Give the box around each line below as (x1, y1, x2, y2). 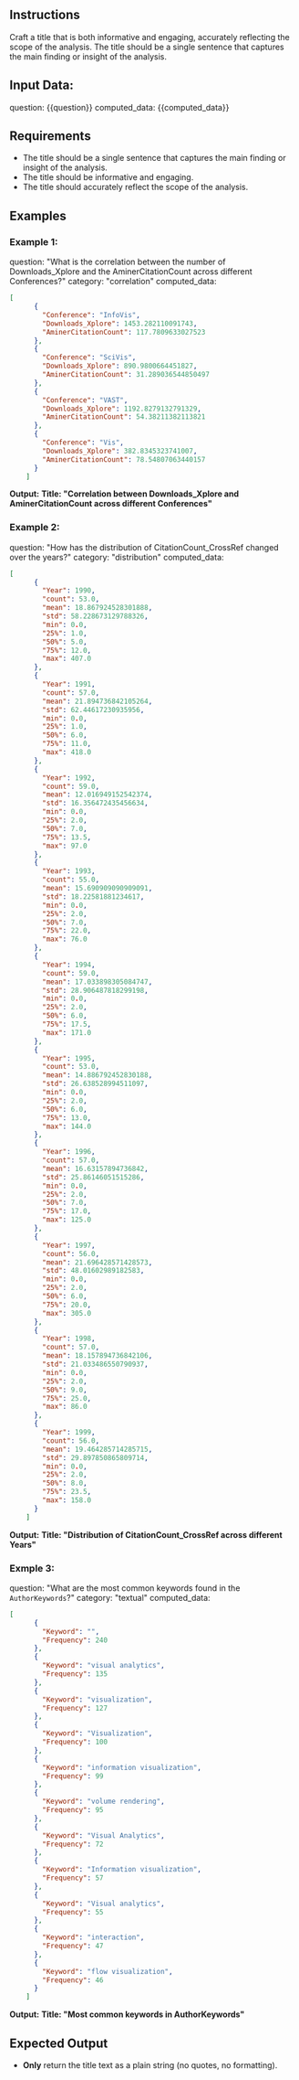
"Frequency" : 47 (42, 1942, 104, 1951)
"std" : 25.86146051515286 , (42, 1172, 145, 1182)
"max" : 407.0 (42, 654, 92, 664)
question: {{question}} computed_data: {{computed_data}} (9, 101, 230, 112)
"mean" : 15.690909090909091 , (42, 884, 153, 893)
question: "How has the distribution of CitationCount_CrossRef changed (9, 541, 280, 552)
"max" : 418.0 (42, 748, 92, 757)
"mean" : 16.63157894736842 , (42, 1164, 149, 1173)
